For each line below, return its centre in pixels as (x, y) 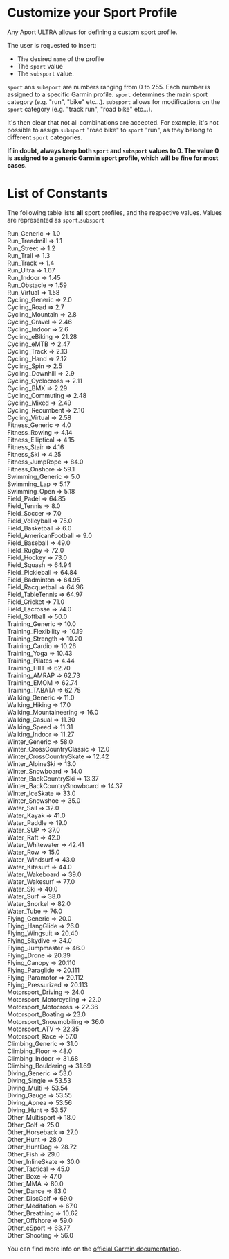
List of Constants (57, 194)
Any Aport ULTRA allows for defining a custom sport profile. (92, 32)
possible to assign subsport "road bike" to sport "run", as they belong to (110, 130)
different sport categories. (45, 137)
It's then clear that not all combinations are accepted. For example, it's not (113, 122)
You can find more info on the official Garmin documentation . (94, 1249)
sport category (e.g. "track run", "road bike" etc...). (80, 109)
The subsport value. (45, 73)
